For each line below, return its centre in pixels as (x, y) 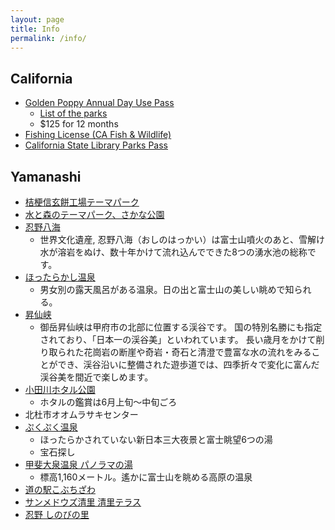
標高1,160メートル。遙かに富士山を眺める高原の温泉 (146, 477)
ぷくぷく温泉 (51, 427)
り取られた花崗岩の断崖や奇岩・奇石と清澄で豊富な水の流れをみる (175, 352)
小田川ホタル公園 (60, 389)
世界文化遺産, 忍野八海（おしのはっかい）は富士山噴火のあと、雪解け (182, 239)
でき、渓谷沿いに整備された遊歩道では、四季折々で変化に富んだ (188, 364)
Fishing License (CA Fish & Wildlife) (98, 135)
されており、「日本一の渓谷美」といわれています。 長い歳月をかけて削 (182, 339)
